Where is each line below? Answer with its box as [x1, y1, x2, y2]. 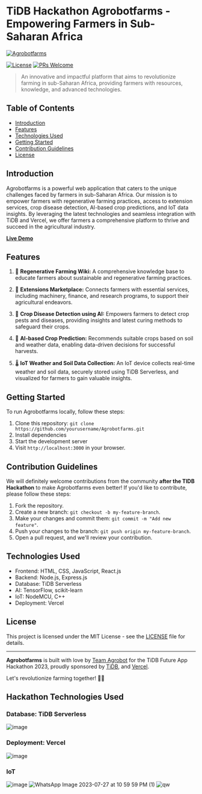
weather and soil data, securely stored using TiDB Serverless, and [14, 368, 179, 375]
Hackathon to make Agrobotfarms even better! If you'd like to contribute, [6, 484, 188, 491]
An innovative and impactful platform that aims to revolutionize [20, 73, 176, 80]
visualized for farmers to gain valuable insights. [14, 375, 132, 382]
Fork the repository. [14, 502, 64, 509]
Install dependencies [14, 431, 67, 439]
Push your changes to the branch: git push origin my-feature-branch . [14, 528, 191, 535]
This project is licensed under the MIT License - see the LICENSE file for [6, 633, 185, 640]
